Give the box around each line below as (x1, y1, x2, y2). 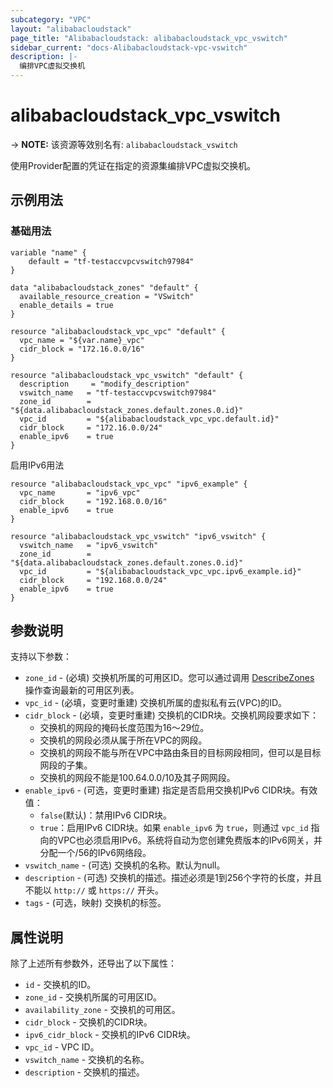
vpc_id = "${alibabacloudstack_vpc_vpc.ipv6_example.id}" (19, 566, 302, 576)
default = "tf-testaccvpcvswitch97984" (28, 256, 195, 266)
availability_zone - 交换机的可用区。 (24, 1004, 181, 1016)
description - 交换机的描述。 (24, 1066, 145, 1078)
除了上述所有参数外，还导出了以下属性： (10, 957, 177, 970)
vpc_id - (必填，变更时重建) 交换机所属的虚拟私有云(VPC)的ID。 (24, 697, 288, 709)
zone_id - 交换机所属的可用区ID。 (24, 991, 163, 1003)
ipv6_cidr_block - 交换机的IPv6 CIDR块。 (24, 1029, 196, 1041)
